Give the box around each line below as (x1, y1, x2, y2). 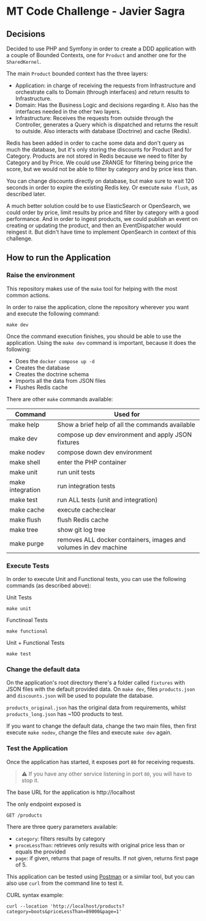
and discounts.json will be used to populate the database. (6, 692, 154, 699)
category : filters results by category (15, 834, 105, 842)
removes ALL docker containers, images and (57, 535, 186, 544)
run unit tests (57, 468, 96, 476)
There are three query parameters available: (6, 823, 118, 830)
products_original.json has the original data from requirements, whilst (6, 704, 186, 711)
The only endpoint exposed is (6, 800, 82, 807)
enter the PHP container (57, 458, 127, 466)
